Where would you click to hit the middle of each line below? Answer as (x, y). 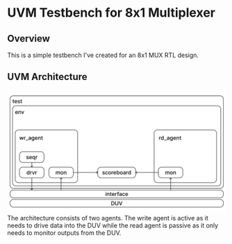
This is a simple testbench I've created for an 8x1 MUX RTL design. (103, 55)
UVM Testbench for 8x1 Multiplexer (111, 13)
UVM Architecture (48, 77)
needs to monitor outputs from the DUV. (64, 233)
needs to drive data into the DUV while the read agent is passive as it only (113, 226)
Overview (29, 39)
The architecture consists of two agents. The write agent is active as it (108, 218)
